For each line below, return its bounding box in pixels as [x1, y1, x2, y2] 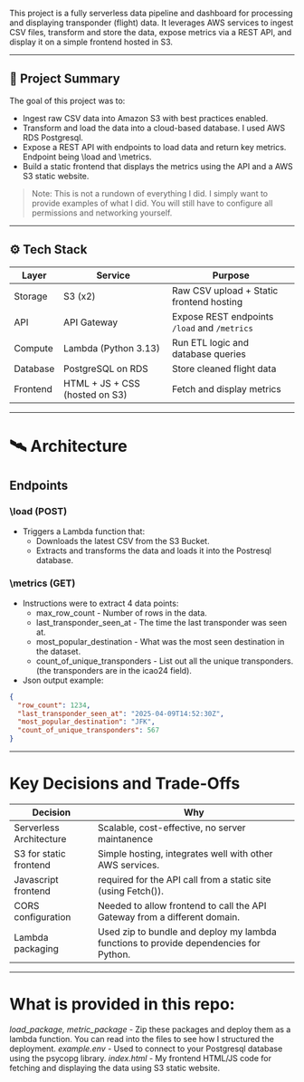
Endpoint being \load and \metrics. [22, 151, 152, 162]
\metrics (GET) [9, 577, 76, 589]
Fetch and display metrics [171, 382, 282, 395]
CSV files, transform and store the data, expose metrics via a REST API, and [9, 27, 292, 37]
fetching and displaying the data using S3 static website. [9, 1062, 220, 1073]
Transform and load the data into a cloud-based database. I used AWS [22, 122, 286, 133]
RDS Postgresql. [22, 131, 84, 143]
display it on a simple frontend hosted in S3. [9, 36, 174, 47]
